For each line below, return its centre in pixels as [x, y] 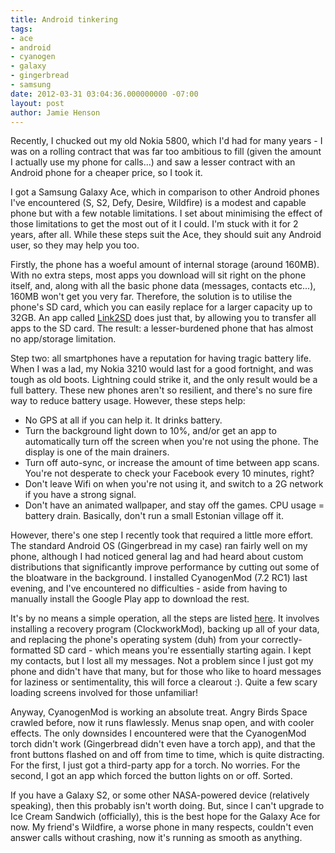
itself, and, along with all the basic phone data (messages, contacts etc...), [163, 286]
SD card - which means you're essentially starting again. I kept [182, 650]
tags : [21, 29]
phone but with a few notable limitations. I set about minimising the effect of [166, 213]
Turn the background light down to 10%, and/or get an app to [150, 431]
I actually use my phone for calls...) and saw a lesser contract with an [153, 162]
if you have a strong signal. [80, 495]
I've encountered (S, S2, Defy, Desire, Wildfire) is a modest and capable [158, 203]
